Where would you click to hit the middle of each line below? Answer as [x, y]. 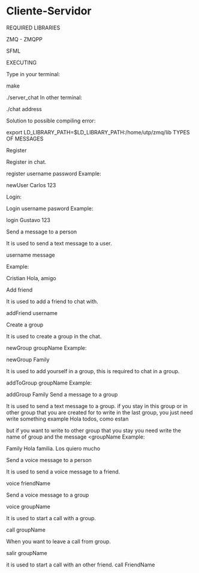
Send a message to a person [42, 232]
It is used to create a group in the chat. [54, 336]
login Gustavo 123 [28, 220]
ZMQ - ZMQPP [25, 39]
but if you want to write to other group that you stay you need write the [94, 430]
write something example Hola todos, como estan [67, 419]
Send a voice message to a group [48, 495]
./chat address [24, 109]
